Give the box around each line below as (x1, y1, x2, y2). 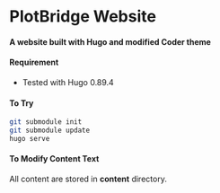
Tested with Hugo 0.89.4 (22, 76, 114, 87)
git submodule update (9, 126, 91, 136)
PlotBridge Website (9, 6, 157, 27)
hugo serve (9, 134, 50, 143)
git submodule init (9, 118, 83, 127)
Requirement (9, 57, 59, 68)
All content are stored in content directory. (9, 173, 168, 185)
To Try (9, 97, 34, 109)
